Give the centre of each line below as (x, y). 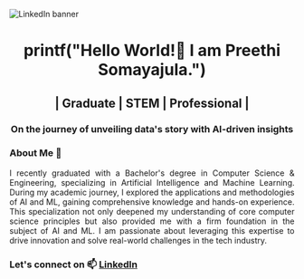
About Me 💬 (36, 153)
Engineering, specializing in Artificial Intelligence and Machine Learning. (152, 182)
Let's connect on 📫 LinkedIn (74, 265)
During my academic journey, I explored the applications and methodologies (152, 192)
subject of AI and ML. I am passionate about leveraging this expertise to (152, 230)
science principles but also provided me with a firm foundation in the (152, 221)
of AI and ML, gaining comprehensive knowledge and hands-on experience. (152, 202)
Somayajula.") (152, 70)
